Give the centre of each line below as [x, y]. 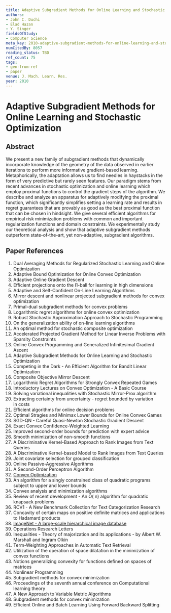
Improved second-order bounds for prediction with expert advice [81, 431]
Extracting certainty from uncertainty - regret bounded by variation [83, 399]
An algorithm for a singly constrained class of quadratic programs [82, 480]
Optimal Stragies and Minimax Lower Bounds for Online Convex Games [87, 415]
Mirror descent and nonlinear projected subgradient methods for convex [89, 296]
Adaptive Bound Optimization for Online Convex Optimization [77, 274]
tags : [11, 62]
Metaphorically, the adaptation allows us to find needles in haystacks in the [84, 175]
